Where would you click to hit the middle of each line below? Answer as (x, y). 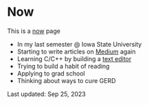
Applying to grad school (51, 73)
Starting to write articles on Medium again (76, 51)
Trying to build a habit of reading (63, 66)
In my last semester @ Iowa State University (79, 44)
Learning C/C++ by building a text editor (74, 58)
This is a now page (34, 31)
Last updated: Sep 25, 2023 (46, 94)
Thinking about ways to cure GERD (66, 80)
